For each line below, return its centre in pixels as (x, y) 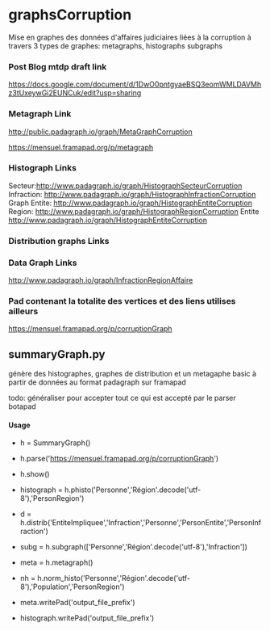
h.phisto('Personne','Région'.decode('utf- (133, 490)
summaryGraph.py (57, 354)
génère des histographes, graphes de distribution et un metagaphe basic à (132, 374)
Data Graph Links (43, 263)
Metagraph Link (40, 114)
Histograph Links (42, 168)
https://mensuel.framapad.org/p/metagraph (81, 147)
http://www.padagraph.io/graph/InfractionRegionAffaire (101, 280)
